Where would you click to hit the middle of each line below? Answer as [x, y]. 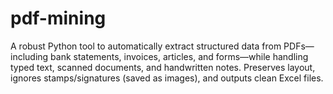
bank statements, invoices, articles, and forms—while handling [179, 56]
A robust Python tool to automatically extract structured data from [146, 46]
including [29, 56]
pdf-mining [58, 18]
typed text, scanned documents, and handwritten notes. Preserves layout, [163, 67]
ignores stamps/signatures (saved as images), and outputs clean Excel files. [167, 78]
